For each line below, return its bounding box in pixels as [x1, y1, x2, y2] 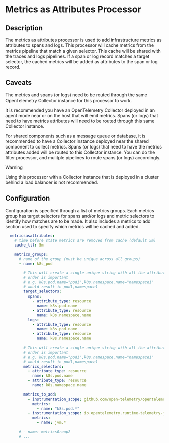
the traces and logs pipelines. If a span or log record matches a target [5, 53, 150, 59]
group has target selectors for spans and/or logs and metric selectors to [5, 213, 155, 219]
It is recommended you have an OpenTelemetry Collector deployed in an [5, 107, 155, 113]
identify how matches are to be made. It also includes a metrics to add [5, 218, 151, 224]
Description [5, 24, 43, 32]
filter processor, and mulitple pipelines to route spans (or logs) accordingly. [5, 154, 161, 160]
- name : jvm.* [37, 420, 66, 425]
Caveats [5, 78, 32, 87]
